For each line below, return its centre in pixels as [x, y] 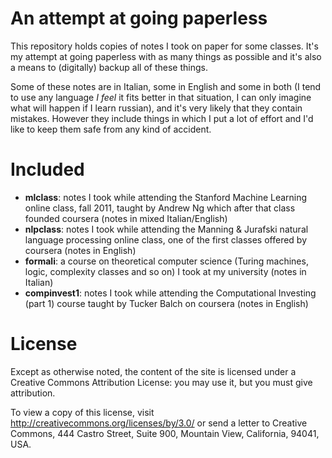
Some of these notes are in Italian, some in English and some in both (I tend [166, 86]
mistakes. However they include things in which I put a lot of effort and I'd [162, 118]
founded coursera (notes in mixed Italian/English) [126, 218]
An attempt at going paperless [139, 18]
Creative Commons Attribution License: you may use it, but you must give [161, 382]
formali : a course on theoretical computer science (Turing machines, [166, 261]
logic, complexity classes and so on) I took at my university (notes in [165, 271]
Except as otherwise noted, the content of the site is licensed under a [153, 371]
